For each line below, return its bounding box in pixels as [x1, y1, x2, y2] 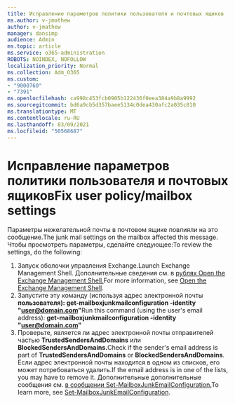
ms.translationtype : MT [7, 108, 77, 115]
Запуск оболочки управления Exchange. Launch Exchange [17, 261, 191, 270]
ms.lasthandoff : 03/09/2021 [7, 121, 90, 128]
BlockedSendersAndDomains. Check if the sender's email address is [17, 343, 219, 352]
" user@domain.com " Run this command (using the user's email [17, 306, 203, 315]
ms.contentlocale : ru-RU [7, 114, 80, 121]
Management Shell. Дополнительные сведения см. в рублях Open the [17, 269, 226, 278]
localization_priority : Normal [7, 62, 99, 69]
